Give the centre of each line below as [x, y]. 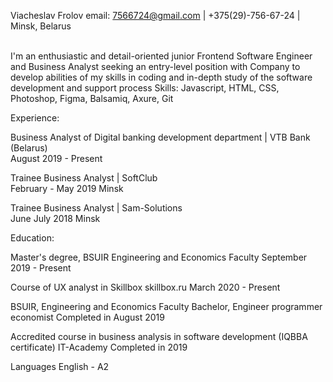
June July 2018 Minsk [55, 218]
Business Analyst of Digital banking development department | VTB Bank [160, 137]
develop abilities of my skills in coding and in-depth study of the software [161, 77]
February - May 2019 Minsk [67, 188]
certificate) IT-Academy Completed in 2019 [99, 347]
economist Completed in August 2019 [87, 317]
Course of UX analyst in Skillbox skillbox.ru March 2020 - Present [145, 287]
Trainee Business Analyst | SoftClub [84, 178]
